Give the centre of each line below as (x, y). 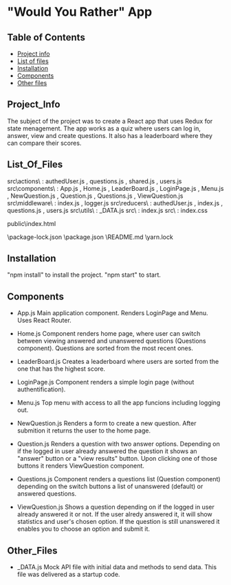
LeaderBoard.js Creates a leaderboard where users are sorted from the (118, 362)
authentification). (41, 389)
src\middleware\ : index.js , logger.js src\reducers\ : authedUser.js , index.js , (115, 203)
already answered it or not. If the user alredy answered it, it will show (115, 514)
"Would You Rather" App (80, 12)
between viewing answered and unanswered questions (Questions (111, 341)
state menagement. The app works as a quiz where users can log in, (104, 128)
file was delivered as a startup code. (68, 575)
